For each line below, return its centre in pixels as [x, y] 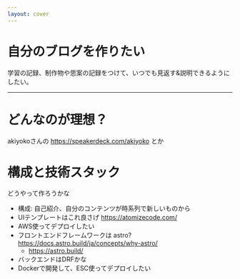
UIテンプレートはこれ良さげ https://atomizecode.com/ [97, 218]
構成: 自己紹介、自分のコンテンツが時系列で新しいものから [104, 208]
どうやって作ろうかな [39, 193]
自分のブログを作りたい [76, 51]
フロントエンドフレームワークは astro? [75, 235]
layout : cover [29, 14]
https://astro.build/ [56, 251]
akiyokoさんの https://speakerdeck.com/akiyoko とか [86, 141]
